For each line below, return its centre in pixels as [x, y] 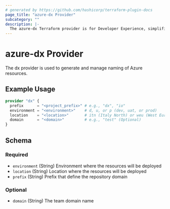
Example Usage [30, 89]
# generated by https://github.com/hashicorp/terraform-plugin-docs [79, 10]
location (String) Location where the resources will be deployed [79, 171]
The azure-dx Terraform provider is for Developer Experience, [78, 29]
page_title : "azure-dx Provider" [40, 15]
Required [17, 155]
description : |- [22, 24]
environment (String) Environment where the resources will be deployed [87, 166]
